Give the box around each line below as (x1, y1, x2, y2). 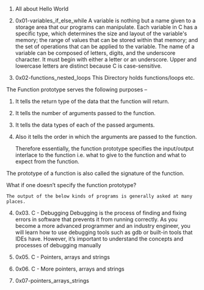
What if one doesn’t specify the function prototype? (6, 182, 136, 188)
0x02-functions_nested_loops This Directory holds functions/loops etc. (15, 74, 195, 81)
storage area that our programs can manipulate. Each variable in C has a (15, 24, 197, 30)
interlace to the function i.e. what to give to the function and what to (15, 152, 186, 158)
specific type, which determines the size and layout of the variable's (15, 30, 188, 37)
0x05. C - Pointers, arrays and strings (15, 253, 110, 261)
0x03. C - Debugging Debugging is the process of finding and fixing (15, 210, 187, 216)
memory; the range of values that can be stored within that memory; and (15, 37, 199, 43)
